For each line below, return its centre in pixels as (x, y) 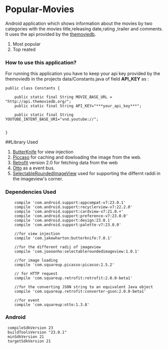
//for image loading (36, 260)
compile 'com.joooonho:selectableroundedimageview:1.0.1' (77, 251)
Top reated (24, 49)
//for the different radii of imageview (58, 247)
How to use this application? (41, 62)
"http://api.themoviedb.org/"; (38, 102)
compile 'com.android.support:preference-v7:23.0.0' (71, 216)
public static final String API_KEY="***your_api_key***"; (78, 106)
